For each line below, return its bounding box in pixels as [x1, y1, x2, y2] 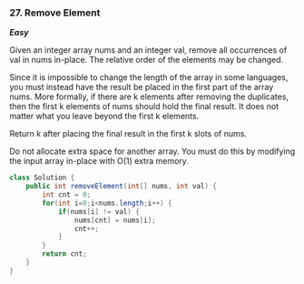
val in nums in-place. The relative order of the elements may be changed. [9, 55, 284, 66]
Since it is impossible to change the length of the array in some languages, [9, 72, 289, 83]
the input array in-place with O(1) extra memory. [9, 156, 189, 167]
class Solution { [9, 173, 75, 183]
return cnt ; [42, 249, 88, 259]
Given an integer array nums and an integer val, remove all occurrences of [9, 45, 288, 56]
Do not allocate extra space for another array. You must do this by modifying [9, 146, 296, 157]
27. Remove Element [9, 6, 101, 19]
